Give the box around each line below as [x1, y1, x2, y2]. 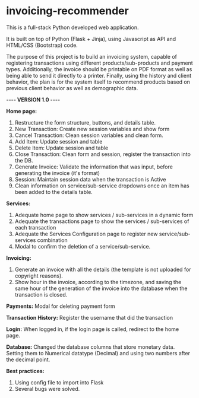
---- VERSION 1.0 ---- [6, 96, 61, 103]
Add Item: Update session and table [14, 138, 103, 145]
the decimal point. [6, 356, 50, 363]
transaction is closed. [14, 291, 68, 298]
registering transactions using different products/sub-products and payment [6, 59, 193, 66]
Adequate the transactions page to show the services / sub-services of [14, 218, 189, 225]
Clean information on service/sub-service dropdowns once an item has [14, 182, 189, 189]
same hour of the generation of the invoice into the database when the [14, 285, 188, 292]
